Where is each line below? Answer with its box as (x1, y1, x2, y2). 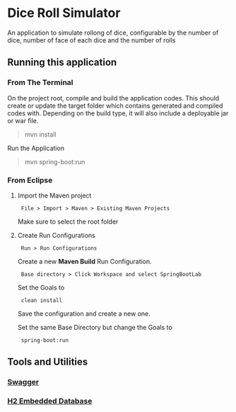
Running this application (7, 57, 117, 69)
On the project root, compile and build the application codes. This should (7, 93, 220, 102)
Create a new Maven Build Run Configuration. (17, 257, 152, 265)
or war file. (7, 116, 39, 125)
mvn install (24, 130, 57, 139)
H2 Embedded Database (7, 396, 93, 406)
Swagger (7, 377, 40, 387)
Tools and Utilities (7, 356, 88, 368)
